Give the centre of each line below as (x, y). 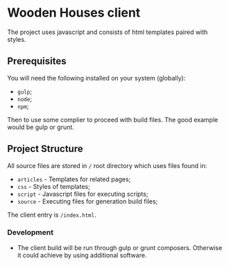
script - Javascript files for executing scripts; (83, 194)
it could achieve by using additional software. (82, 255)
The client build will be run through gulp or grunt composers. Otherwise (120, 247)
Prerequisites (37, 61)
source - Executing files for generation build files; (87, 201)
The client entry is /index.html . (52, 215)
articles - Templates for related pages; (74, 179)
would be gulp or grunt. (41, 127)
